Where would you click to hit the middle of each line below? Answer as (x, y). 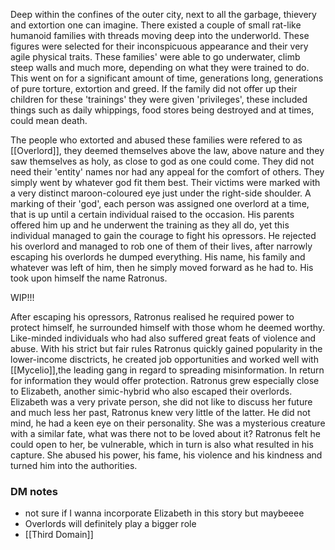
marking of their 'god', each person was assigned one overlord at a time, (160, 203)
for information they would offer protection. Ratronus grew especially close (165, 380)
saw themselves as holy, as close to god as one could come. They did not (162, 161)
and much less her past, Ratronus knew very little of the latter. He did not (160, 412)
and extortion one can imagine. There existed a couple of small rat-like (156, 25)
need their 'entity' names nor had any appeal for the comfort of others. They (167, 172)
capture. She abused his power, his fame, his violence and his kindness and (166, 455)
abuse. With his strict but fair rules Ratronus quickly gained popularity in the (166, 348)
